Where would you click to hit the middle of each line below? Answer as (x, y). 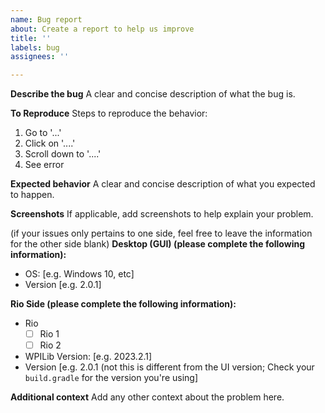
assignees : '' (40, 57)
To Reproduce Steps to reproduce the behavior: (109, 113)
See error (44, 165)
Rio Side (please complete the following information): (123, 304)
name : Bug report (46, 19)
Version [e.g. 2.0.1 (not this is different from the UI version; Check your (169, 367)
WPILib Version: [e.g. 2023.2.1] (88, 357)
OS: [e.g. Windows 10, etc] (79, 274)
